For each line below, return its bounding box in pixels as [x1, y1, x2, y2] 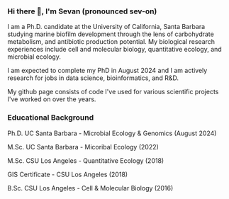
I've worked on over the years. [7, 95, 96, 103]
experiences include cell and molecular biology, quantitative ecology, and [7, 45, 222, 54]
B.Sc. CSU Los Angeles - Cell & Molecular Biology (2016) [7, 183, 174, 192]
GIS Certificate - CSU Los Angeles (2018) [7, 170, 128, 178]
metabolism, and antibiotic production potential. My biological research [7, 38, 215, 46]
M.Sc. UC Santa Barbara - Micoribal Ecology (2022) [7, 142, 160, 151]
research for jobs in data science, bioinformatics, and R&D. [7, 74, 179, 82]
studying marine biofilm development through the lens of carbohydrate [7, 30, 214, 38]
